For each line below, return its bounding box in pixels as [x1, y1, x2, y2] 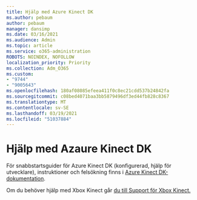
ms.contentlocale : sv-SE [6, 104, 69, 111]
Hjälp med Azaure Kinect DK [6, 142, 152, 156]
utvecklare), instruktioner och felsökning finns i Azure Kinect [6, 168, 158, 176]
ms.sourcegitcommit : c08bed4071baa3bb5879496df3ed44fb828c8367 [6, 93, 170, 99]
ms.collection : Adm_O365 [6, 65, 69, 72]
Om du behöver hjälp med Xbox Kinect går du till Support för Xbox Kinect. [6, 187, 191, 194]
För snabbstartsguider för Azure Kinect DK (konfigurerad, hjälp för [6, 162, 172, 170]
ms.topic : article [6, 43, 53, 49]
